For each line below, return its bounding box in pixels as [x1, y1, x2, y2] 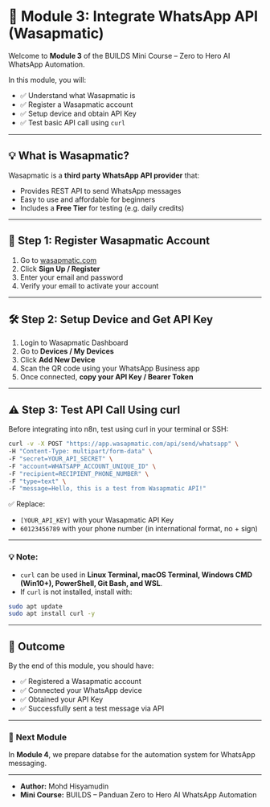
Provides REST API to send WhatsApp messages [19, 186, 182, 195]
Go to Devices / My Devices [19, 346, 114, 356]
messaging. [8, 759, 47, 768]
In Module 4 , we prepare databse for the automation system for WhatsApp [8, 750, 256, 760]
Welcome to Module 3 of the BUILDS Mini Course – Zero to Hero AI [8, 51, 231, 60]
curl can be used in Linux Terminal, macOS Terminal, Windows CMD [19, 570, 253, 580]
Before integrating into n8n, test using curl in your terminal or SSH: [8, 424, 229, 434]
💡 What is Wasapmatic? [8, 149, 130, 163]
